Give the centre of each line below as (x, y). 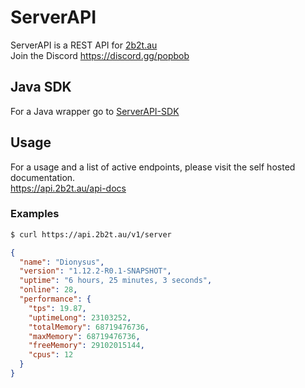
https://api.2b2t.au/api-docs (68, 188)
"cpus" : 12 (51, 355)
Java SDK (41, 87)
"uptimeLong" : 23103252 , (80, 317)
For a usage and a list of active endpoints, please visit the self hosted (153, 167)
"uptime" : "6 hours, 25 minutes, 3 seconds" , (116, 281)
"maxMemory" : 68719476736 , (84, 336)
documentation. (43, 177)
